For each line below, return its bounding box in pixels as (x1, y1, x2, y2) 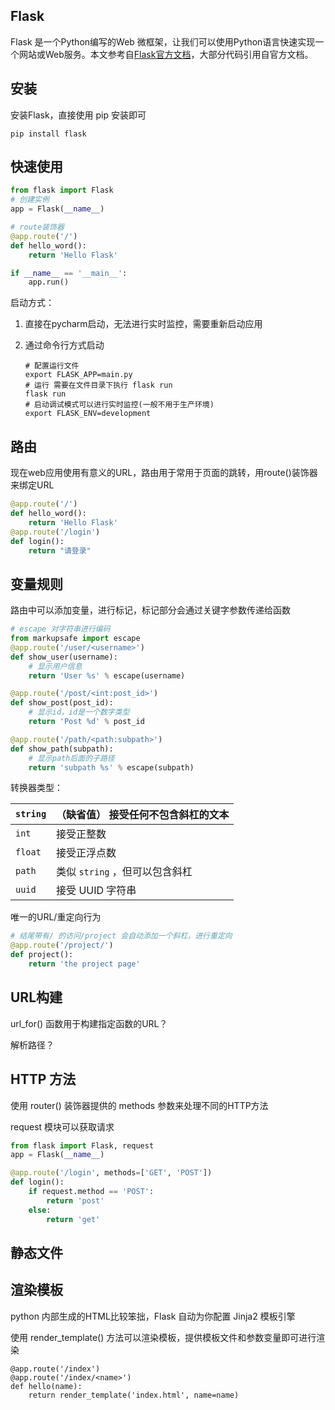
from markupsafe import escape (10, 634, 141, 644)
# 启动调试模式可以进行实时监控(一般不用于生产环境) (24, 400, 215, 410)
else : (28, 1205, 52, 1215)
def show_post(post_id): (10, 698, 114, 708)
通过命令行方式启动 (24, 339, 105, 351)
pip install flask (10, 129, 87, 139)
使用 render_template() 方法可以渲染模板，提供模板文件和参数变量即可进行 (10, 1331, 317, 1343)
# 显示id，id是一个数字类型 (28, 707, 130, 718)
